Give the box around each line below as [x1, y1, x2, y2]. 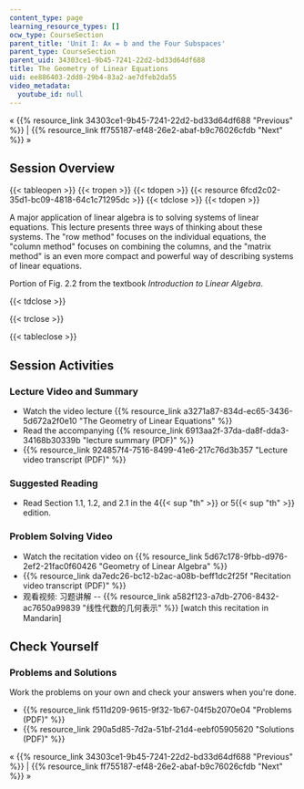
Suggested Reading [9, 476, 98, 489]
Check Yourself [9, 638, 99, 654]
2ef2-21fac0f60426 [22, 560, 97, 571]
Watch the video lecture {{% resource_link [22, 406, 182, 416]
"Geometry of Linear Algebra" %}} [98, 560, 228, 571]
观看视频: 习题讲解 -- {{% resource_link [22, 590, 171, 602]
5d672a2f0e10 [22, 416, 77, 426]
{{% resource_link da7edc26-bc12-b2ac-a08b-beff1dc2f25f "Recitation [22, 570, 291, 581]
